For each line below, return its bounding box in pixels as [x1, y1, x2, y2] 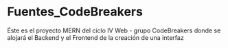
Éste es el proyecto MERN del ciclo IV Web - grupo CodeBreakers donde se [7, 26, 221, 34]
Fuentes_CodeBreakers [7, 4, 143, 20]
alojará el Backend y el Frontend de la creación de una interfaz [7, 33, 184, 41]
